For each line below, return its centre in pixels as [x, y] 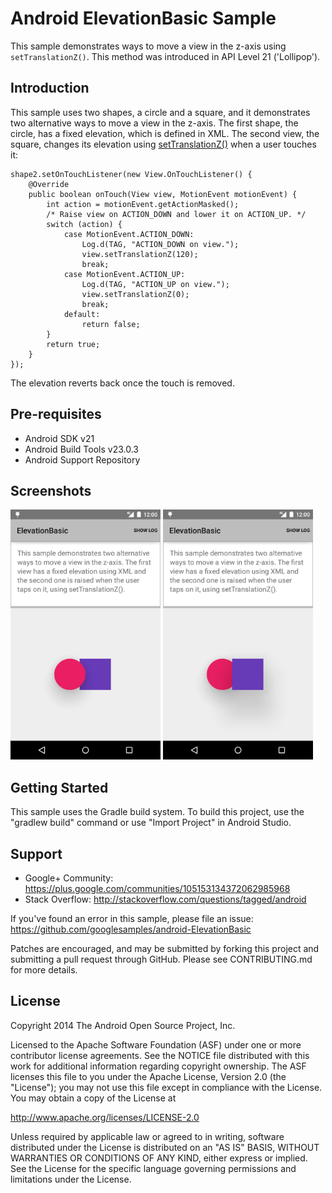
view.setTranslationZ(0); [135, 294]
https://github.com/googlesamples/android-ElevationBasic [131, 929]
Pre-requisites [56, 414]
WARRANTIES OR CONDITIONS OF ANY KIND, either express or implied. [159, 1158]
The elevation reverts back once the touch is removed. [122, 383]
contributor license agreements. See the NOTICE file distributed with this [160, 1055]
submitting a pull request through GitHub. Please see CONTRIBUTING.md [161, 959]
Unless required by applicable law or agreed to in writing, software [147, 1136]
